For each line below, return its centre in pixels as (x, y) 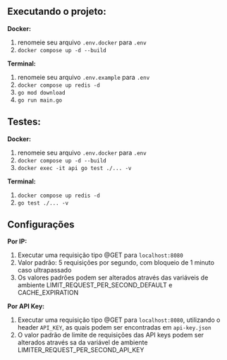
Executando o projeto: (57, 12)
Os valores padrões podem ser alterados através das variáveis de (113, 277)
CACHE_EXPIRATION (48, 293)
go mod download (41, 92)
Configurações (41, 225)
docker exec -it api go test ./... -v (74, 168)
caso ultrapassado (44, 270)
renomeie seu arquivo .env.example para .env (84, 77)
